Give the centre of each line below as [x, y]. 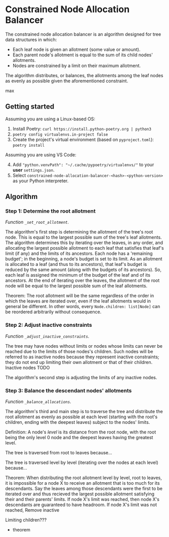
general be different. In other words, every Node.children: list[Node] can [83, 307]
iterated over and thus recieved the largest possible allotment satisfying [80, 494]
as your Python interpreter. [40, 181]
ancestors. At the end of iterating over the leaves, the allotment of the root [82, 281]
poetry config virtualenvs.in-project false [60, 135]
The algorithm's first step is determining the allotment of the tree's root [79, 232]
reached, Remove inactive [32, 510]
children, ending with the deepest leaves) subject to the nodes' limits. [78, 422]
